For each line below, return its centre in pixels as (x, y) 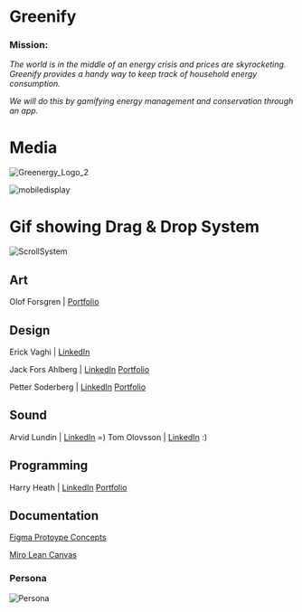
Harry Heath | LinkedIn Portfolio (69, 487)
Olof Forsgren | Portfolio (54, 302)
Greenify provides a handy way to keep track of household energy (133, 74)
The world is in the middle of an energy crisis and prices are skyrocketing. (148, 64)
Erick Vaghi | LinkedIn (50, 352)
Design (30, 330)
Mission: (29, 45)
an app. (24, 111)
